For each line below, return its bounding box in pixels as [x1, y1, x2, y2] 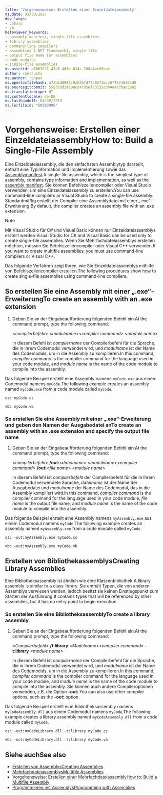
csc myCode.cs [5, 396, 34, 400]
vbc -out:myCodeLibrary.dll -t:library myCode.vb [5, 737, 108, 742]
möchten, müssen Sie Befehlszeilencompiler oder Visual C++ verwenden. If [5, 242, 156, 248]
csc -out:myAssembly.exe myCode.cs [5, 535, 78, 540]
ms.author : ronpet [5, 76, 42, 80]
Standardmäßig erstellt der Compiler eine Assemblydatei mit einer [5, 197, 138, 204]
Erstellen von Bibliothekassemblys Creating [5, 557, 140, 565]
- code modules [5, 57, 36, 62]
